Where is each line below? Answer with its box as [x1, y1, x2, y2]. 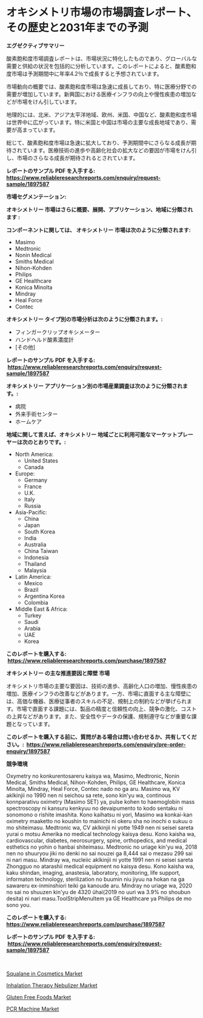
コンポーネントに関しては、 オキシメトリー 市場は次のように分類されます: [6, 226, 191, 234]
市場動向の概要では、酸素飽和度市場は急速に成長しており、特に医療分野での [6, 83, 197, 90]
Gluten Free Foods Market [6, 993, 72, 1000]
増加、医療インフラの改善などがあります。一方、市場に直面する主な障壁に [6, 690, 192, 697]
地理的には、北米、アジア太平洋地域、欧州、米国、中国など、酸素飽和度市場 [6, 110, 197, 118]
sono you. [6, 901, 32, 908]
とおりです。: [32, 438, 67, 446]
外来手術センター [15, 410, 58, 418]
